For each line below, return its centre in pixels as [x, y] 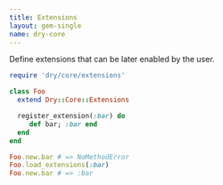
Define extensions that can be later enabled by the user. [112, 60]
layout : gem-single [45, 26]
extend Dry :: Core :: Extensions [73, 100]
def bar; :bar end [63, 124]
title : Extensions [43, 17]
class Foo [28, 92]
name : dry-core [37, 34]
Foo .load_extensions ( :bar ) [59, 165]
